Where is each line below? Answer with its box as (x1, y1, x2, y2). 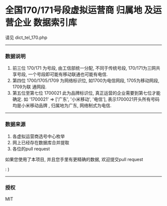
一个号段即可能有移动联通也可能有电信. (28, 71, 108, 77)
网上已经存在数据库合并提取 (12, 139, 70, 145)
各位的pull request (12, 146, 50, 152)
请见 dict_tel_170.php (5, 34, 48, 40)
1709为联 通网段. (12, 84, 47, 90)
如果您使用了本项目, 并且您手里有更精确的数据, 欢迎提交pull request (5, 156, 143, 162)
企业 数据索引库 (14, 17, 77, 28)
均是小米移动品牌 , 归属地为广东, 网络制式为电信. (12, 103, 112, 109)
